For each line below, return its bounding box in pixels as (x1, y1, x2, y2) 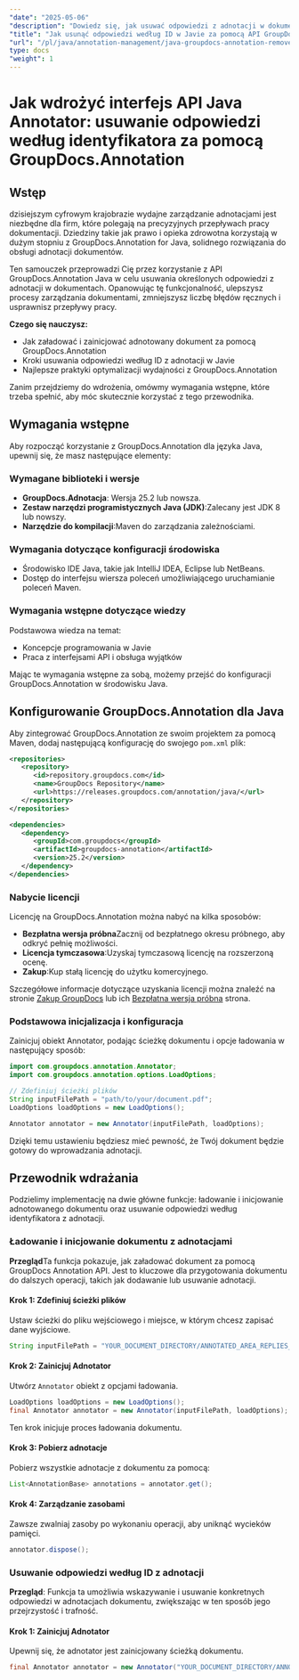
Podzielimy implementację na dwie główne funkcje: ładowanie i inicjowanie (9, 1195, 284, 1205)
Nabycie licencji (9, 891, 80, 903)
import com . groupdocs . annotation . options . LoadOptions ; (9, 1071, 217, 1080)
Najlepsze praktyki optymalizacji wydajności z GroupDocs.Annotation (21, 364, 278, 375)
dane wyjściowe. (9, 1324, 71, 1334)
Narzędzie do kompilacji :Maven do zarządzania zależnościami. (21, 521, 255, 532)
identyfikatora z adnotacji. (9, 1213, 105, 1224)
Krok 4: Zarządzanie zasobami (9, 1498, 125, 1510)
